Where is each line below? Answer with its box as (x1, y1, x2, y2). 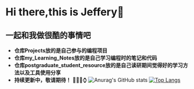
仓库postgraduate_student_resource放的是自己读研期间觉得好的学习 (14, 62, 183, 68)
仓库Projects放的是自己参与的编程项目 (14, 47, 108, 54)
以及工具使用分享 (19, 69, 61, 76)
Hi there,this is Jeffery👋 (5, 5, 124, 19)
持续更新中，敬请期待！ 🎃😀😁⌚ (14, 77, 87, 83)
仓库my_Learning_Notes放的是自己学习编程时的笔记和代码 (14, 54, 157, 61)
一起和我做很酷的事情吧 (5, 30, 91, 40)
